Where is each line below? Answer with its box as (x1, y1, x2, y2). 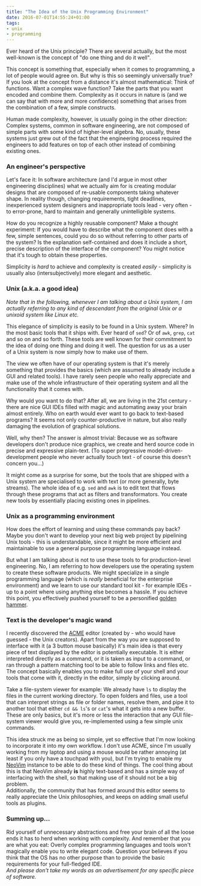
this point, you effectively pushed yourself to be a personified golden (6, 595, 177, 602)
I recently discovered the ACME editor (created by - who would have (6, 630, 176, 637)
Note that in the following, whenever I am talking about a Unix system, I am (6, 298, 193, 305)
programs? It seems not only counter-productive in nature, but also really (6, 416, 187, 423)
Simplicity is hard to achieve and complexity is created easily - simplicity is (6, 263, 192, 270)
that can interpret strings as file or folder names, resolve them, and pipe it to (6, 699, 195, 706)
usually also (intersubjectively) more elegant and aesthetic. (6, 270, 152, 277)
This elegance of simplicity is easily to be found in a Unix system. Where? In (6, 323, 194, 330)
